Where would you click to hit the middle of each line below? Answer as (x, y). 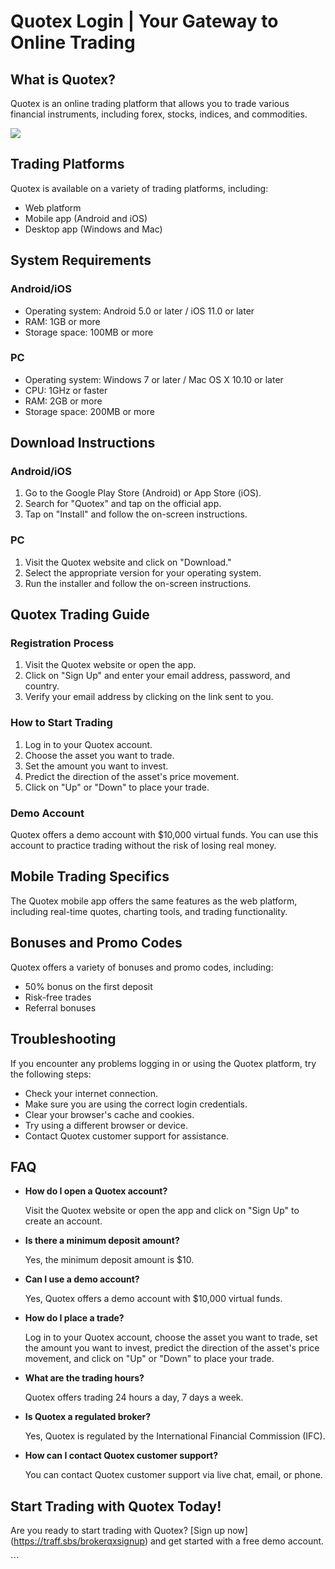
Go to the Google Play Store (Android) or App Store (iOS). (143, 493)
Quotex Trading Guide (80, 615)
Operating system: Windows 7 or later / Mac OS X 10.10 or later (154, 379)
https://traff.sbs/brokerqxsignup (79, 1541)
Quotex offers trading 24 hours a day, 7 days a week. (134, 1397)
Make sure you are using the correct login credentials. (136, 1104)
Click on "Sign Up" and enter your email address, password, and (157, 676)
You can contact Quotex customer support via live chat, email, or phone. (173, 1475)
